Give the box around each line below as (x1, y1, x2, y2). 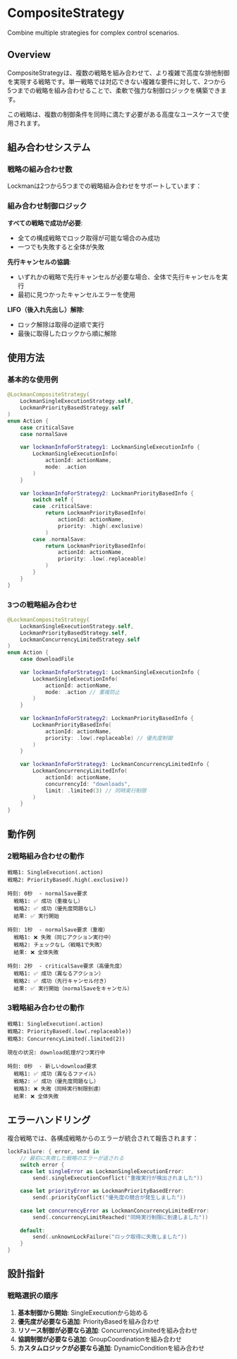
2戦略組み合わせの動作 (7, 851, 85, 861)
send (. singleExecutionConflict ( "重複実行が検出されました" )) (32, 1175, 203, 1182)
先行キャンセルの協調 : (7, 257, 72, 266)
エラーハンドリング (7, 1114, 91, 1126)
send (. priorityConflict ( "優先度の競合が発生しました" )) (32, 1194, 187, 1201)
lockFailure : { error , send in (7, 1148, 99, 1155)
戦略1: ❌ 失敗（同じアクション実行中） (13, 934, 114, 941)
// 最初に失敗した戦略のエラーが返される (20, 1154, 125, 1162)
